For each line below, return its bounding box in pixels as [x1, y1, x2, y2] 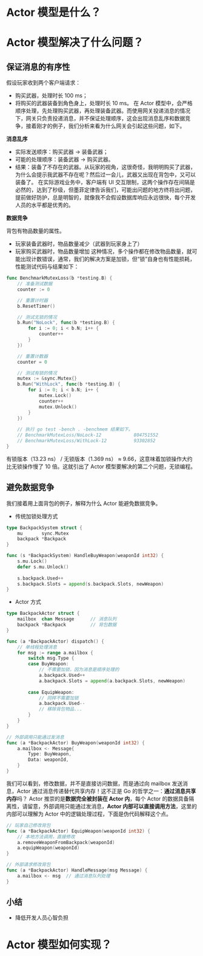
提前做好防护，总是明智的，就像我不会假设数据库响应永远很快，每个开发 [15, 194, 196, 201]
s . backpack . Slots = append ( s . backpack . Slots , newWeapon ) [17, 581, 164, 587]
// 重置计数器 [17, 353, 48, 359]
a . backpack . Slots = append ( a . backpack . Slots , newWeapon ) [38, 677, 186, 684]
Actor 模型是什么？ [6, 5, 101, 19]
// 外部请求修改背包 [6, 862, 51, 868]
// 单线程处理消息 [17, 644, 58, 650]
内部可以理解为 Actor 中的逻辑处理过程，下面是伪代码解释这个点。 [6, 810, 171, 817]
